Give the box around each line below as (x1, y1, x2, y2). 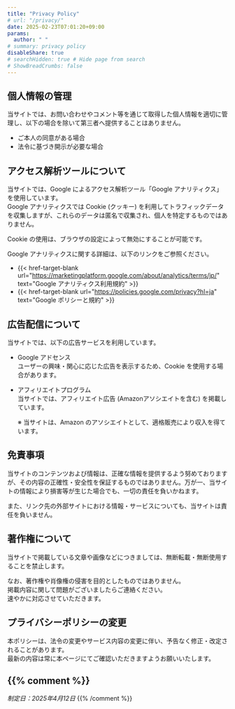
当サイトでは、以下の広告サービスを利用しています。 (7, 338, 160, 347)
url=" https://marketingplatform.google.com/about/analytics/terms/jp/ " (17, 271, 220, 280)
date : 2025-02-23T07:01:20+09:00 (7, 23, 105, 30)
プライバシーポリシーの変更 (7, 616, 127, 628)
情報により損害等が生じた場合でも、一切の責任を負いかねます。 (19, 487, 203, 495)
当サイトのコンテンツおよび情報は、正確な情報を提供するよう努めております (7, 469, 228, 478)
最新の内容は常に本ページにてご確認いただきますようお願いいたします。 (7, 654, 215, 663)
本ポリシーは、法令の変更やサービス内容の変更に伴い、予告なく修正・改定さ (7, 636, 228, 645)
